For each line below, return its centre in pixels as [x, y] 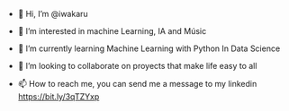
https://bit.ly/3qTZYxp [59, 97]
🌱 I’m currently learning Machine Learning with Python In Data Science [149, 48]
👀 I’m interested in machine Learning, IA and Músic [112, 31]
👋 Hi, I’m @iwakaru [53, 14]
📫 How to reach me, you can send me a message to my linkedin [137, 84]
